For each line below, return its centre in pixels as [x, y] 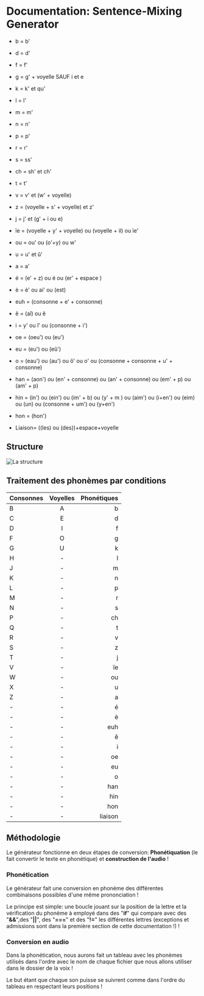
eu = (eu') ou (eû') [38, 349]
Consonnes [26, 498]
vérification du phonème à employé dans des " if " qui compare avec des [97, 913]
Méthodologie [33, 837]
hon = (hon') [31, 416]
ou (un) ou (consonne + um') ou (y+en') [65, 404]
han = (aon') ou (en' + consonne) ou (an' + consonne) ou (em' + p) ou [103, 379]
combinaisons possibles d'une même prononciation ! [72, 895]
